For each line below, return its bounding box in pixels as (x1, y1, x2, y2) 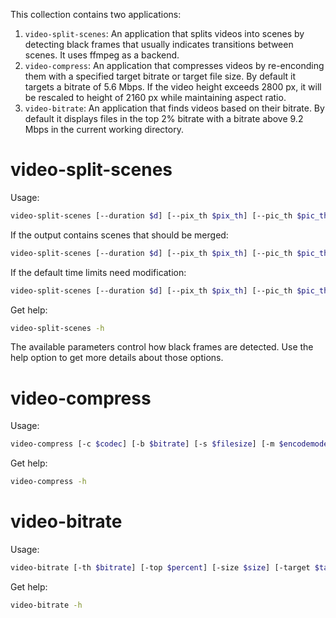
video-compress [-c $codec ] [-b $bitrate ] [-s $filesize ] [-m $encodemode (10, 439, 329, 449)
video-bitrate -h (10, 600, 83, 610)
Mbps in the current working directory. (24, 124, 184, 135)
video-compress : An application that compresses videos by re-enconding (24, 60, 325, 71)
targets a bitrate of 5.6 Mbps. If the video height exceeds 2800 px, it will (24, 81, 322, 93)
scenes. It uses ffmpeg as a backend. (24, 49, 180, 61)
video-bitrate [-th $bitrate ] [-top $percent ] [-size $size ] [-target (10, 563, 311, 573)
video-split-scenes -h (10, 323, 105, 333)
